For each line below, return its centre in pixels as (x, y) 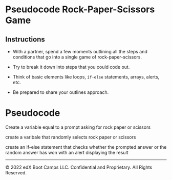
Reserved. (16, 172)
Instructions (25, 39)
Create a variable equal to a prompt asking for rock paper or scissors (78, 127)
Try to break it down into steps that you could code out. (71, 67)
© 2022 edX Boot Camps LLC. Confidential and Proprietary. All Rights (79, 167)
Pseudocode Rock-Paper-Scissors (80, 9)
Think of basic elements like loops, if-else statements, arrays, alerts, (86, 77)
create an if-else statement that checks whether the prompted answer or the (86, 147)
